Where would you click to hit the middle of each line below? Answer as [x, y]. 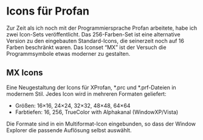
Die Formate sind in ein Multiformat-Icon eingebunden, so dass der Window [101, 124]
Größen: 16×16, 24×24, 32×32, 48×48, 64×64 [73, 105]
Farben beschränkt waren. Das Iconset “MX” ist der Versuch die [86, 47]
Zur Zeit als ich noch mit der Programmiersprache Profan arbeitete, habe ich [102, 28]
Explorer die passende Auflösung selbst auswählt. [69, 130]
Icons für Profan [48, 11]
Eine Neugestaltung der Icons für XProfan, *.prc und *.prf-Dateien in [91, 87]
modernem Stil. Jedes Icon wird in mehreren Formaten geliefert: [86, 94]
